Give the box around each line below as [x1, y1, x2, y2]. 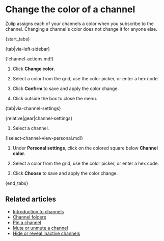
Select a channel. [12, 125, 49, 131]
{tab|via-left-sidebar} [5, 46, 50, 52]
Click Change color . [12, 65, 55, 72]
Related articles [5, 195, 56, 204]
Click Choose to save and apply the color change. [12, 170, 118, 176]
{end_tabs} [5, 180, 29, 186]
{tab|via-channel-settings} [5, 105, 61, 111]
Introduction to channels [12, 208, 64, 214]
